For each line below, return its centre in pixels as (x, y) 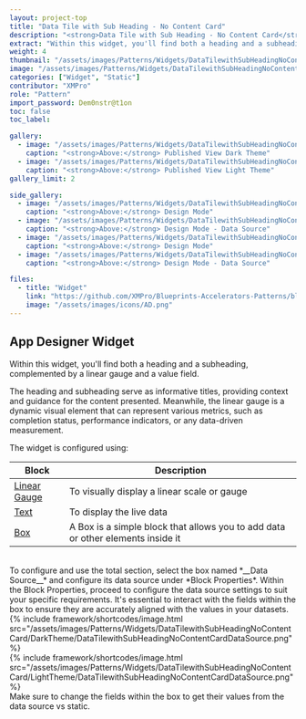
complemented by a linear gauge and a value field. (104, 373)
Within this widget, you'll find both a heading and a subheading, (129, 364)
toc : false (30, 111)
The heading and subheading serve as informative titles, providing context (149, 391)
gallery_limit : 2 (42, 179)
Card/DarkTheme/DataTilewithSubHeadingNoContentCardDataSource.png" (151, 638)
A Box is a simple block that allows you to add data (178, 526)
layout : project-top (49, 18)
